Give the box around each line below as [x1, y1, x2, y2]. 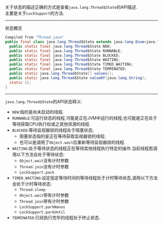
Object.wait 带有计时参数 [19, 192, 69, 198]
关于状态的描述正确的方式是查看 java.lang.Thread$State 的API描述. [5, 4, 137, 10]
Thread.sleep [19, 187, 46, 192]
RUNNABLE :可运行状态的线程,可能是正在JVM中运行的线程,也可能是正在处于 [12, 115, 158, 121]
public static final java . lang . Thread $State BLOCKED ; [9, 53, 120, 58]
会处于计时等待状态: [12, 181, 52, 187]
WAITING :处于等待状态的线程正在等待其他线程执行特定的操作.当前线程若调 [12, 145, 158, 151]
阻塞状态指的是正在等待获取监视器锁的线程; [19, 133, 106, 139]
